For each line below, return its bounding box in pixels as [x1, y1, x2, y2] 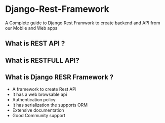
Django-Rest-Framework [5, 3, 110, 15]
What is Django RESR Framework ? [5, 73, 114, 82]
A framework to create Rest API [12, 86, 77, 92]
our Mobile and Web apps [5, 25, 58, 31]
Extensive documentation [12, 107, 64, 113]
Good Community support [12, 112, 66, 118]
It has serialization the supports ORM [12, 102, 88, 108]
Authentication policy [12, 96, 56, 102]
